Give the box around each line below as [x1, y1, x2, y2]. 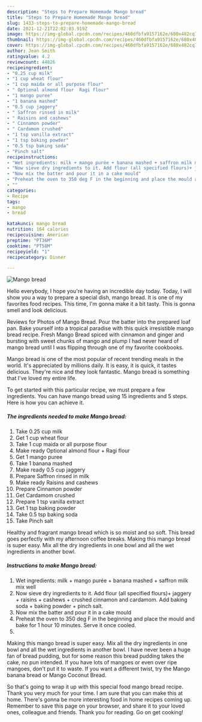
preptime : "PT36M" [7, 237, 53, 243]
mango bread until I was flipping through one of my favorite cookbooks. [7, 344, 184, 351]
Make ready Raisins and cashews [15, 479, 98, 487]
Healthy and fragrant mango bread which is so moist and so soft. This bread [7, 529, 195, 536]
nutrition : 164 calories [7, 226, 69, 232]
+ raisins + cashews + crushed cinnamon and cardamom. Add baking [15, 596, 188, 604]
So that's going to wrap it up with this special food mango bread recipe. [7, 683, 183, 691]
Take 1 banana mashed [15, 460, 73, 467]
